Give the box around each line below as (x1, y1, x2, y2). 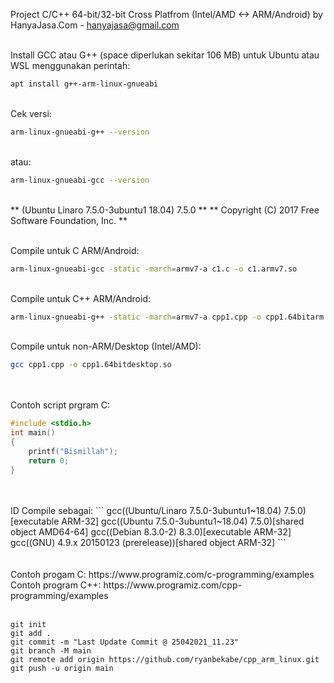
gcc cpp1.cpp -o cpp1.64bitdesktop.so (10, 360, 172, 370)
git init (10, 619, 47, 629)
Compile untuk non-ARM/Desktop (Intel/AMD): (10, 340, 202, 353)
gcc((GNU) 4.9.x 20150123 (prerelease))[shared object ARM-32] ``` (10, 536, 287, 548)
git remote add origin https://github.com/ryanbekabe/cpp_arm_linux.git (10, 654, 320, 664)
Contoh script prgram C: (10, 399, 111, 411)
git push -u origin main (10, 663, 114, 673)
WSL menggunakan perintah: (10, 60, 131, 71)
